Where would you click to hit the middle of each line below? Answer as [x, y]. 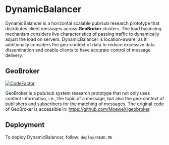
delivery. [14, 55]
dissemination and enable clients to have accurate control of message [78, 50]
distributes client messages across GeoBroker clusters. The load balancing [83, 28]
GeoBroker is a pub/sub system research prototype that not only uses [78, 93]
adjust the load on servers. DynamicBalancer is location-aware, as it [76, 39]
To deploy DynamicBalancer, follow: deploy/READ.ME [59, 137]
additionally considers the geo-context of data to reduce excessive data [80, 44]
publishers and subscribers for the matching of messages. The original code [85, 104]
